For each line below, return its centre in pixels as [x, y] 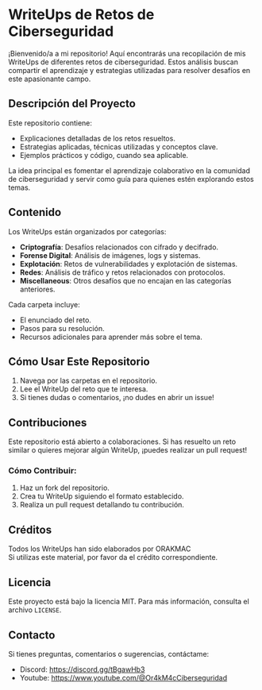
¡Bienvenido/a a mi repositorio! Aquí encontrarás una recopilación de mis [127, 53]
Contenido [35, 212]
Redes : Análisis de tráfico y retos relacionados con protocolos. [122, 272]
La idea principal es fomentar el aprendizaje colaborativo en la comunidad [129, 170]
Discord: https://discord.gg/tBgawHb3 [82, 669]
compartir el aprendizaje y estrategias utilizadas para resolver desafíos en [129, 70]
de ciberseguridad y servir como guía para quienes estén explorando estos [131, 179]
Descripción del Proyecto [72, 104]
